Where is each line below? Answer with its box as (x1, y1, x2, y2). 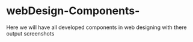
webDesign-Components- (6, 4, 140, 18)
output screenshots (6, 30, 55, 37)
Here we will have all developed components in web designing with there (6, 24, 188, 31)
